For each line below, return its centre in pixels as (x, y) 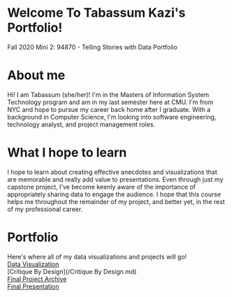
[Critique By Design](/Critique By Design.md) (72, 271)
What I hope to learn (67, 153)
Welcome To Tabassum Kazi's (96, 13)
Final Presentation (33, 286)
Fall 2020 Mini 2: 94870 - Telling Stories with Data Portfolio (93, 47)
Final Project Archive (37, 279)
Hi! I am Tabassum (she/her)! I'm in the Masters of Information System (108, 94)
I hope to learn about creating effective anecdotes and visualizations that (113, 172)
